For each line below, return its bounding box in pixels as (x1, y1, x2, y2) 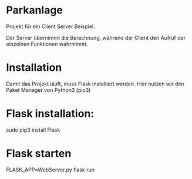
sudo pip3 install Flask (6, 126, 60, 133)
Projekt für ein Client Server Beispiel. (6, 23, 95, 30)
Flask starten (6, 147, 72, 160)
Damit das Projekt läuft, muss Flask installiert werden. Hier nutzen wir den (6, 80, 185, 87)
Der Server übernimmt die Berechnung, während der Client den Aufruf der (6, 34, 186, 41)
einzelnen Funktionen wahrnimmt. (6, 40, 88, 47)
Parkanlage (6, 4, 63, 17)
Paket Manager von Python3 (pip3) (6, 86, 91, 94)
